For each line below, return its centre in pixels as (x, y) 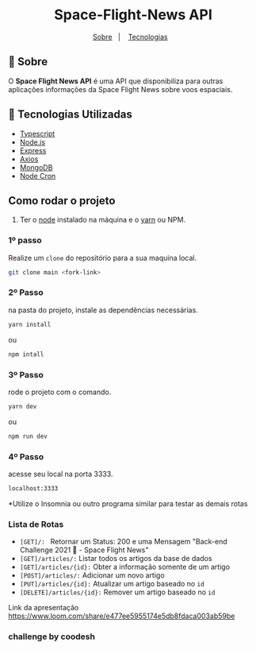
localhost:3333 (33, 488)
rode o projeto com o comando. (60, 392)
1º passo (25, 241)
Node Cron (38, 176)
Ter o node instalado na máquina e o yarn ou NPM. (103, 220)
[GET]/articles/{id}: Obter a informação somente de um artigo (125, 567)
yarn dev (23, 406)
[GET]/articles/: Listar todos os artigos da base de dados (116, 559)
